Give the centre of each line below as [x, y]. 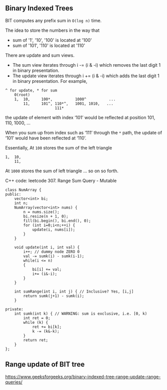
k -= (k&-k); [46, 331]
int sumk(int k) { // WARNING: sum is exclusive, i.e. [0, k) [81, 313]
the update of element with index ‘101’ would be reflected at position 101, [80, 117]
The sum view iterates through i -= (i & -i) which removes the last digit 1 [87, 65]
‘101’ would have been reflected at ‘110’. [46, 138]
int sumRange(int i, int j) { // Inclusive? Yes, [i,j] [74, 291]
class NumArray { [23, 190]
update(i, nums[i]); [54, 229]
